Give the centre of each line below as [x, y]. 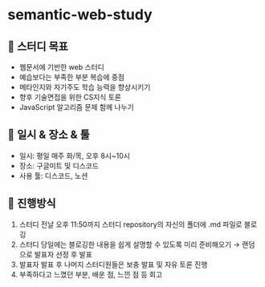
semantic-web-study [80, 15]
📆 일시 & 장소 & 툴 [49, 135]
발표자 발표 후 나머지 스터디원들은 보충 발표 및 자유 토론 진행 [113, 264]
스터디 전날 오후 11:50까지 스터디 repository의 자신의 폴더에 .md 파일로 [130, 224]
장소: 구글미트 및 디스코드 [59, 165]
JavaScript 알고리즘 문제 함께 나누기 [76, 107]
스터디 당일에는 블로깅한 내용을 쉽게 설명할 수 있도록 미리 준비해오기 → [129, 244]
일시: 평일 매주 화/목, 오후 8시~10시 [74, 156]
